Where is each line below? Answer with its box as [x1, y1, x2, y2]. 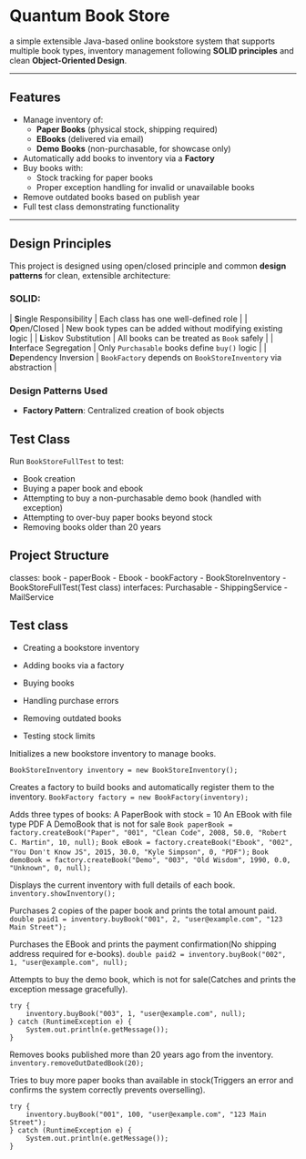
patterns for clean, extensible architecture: [9, 269, 171, 280]
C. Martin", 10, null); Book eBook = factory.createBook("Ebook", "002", [9, 838, 293, 847]
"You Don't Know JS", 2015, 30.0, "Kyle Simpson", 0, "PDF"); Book [9, 848, 269, 857]
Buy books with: [22, 162, 84, 173]
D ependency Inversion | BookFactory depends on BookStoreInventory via [9, 351, 282, 362]
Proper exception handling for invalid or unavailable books [36, 181, 255, 192]
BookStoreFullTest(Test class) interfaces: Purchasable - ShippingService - [9, 582, 289, 593]
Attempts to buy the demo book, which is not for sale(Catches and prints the [9, 973, 296, 984]
